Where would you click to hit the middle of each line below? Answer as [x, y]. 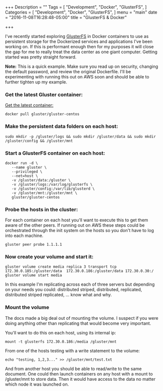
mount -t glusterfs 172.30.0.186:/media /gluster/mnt [61, 342]
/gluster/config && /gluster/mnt [39, 141]
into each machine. [24, 235]
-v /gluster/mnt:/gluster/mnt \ [44, 193]
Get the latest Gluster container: [44, 95]
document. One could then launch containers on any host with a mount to [79, 374]
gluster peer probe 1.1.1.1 [34, 245]
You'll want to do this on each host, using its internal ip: [61, 332]
